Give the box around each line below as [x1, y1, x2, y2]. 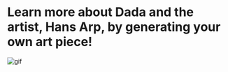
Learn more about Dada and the [7, 4, 194, 20]
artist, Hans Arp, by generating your [7, 19, 221, 35]
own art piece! [7, 34, 93, 50]
